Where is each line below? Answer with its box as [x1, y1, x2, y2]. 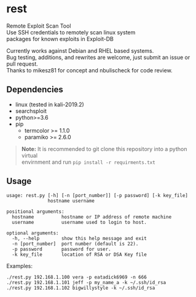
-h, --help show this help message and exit [12, 235, 147, 241]
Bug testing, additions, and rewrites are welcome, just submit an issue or [6, 53, 190, 61]
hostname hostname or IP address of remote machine [12, 214, 172, 220]
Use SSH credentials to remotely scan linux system [6, 28, 136, 36]
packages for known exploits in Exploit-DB [6, 35, 114, 42]
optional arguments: [6, 229, 60, 236]
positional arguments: [6, 208, 65, 215]
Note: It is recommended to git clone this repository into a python [21, 145, 187, 152]
